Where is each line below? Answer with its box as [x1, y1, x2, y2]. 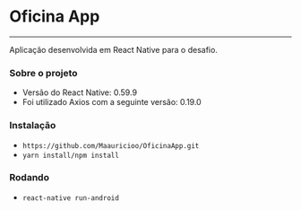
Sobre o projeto [9, 66, 78, 79]
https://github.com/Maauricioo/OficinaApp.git [21, 141, 200, 150]
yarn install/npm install [21, 151, 119, 160]
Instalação [9, 119, 56, 132]
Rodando [9, 171, 49, 184]
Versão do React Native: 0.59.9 [21, 87, 137, 98]
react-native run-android [21, 193, 119, 203]
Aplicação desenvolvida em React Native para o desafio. [9, 44, 218, 55]
